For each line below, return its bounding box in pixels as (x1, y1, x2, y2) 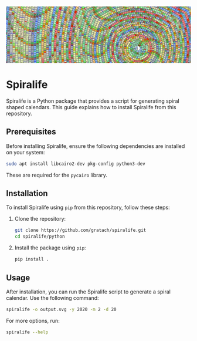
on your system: (6, 148, 45, 156)
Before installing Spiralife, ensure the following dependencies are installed (6, 142, 185, 150)
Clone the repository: (14, 215, 66, 222)
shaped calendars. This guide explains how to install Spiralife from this (6, 103, 176, 110)
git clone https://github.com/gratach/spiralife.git (14, 227, 147, 234)
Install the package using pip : (14, 244, 86, 251)
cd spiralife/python (14, 234, 65, 239)
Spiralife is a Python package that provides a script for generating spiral (6, 97, 180, 104)
